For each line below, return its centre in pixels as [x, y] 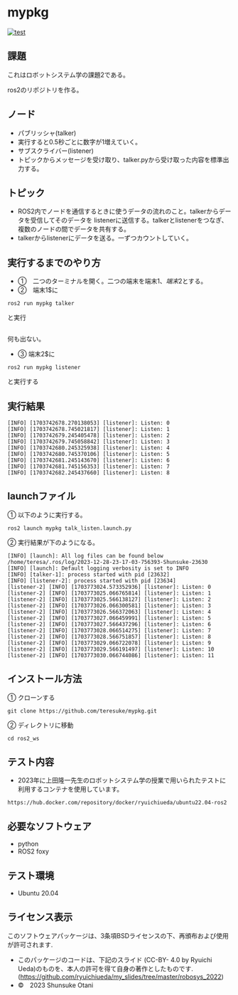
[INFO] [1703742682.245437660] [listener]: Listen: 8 [89, 473]
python [28, 844]
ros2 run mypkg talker [41, 304]
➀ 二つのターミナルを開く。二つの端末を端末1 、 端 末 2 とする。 [112, 281]
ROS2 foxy [33, 851]
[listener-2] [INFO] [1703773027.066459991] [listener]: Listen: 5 [109, 618]
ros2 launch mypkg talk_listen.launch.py [70, 528]
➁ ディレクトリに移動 [40, 725]
